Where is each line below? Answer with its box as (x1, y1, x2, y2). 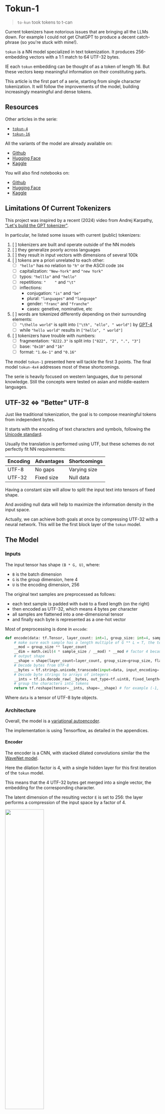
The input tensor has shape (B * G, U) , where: (5, 561, 100, 567)
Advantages (35, 458, 64, 464)
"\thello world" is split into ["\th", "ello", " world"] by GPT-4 (19, 321, 153, 327)
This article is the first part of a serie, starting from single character (5, 78, 141, 84)
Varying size (68, 466, 97, 473)
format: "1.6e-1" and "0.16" (19, 349, 77, 355)
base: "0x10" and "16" (19, 343, 64, 349)
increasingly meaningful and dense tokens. (5, 89, 92, 94)
